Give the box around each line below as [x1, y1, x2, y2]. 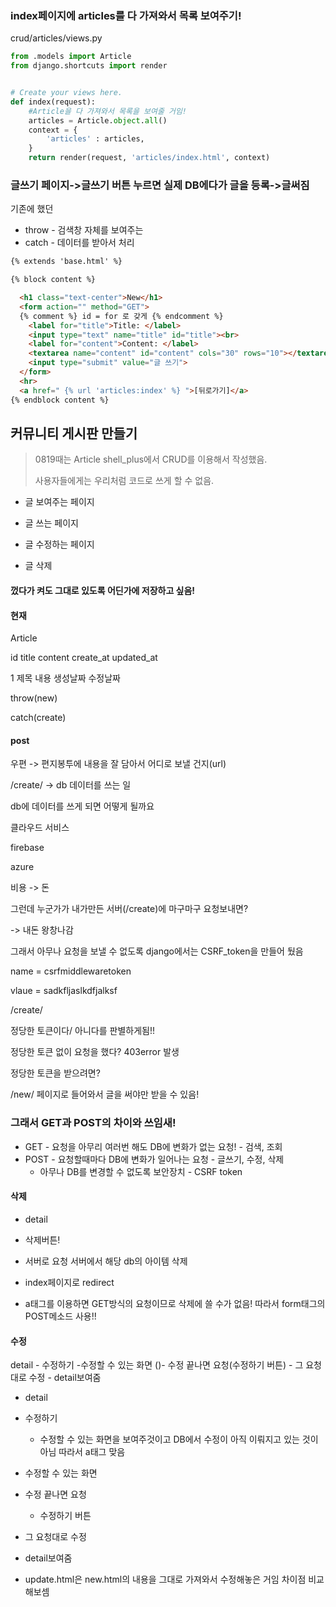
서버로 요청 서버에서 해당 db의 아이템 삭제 [24, 1255, 188, 1267]
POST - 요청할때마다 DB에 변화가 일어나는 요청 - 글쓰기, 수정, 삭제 [24, 1153, 285, 1165]
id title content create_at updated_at [10, 652, 158, 664]
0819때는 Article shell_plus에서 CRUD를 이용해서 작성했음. [34, 453, 268, 466]
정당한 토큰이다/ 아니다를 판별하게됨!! [10, 1025, 155, 1037]
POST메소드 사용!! [24, 1310, 97, 1322]
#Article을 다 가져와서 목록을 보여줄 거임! [28, 106, 188, 116]
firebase [10, 842, 45, 854]
